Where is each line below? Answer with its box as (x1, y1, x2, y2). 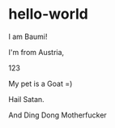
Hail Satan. (8, 94, 45, 104)
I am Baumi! (8, 32, 48, 41)
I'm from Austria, (8, 47, 65, 57)
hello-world (8, 5, 89, 23)
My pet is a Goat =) (8, 79, 73, 88)
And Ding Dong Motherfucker (8, 110, 107, 120)
